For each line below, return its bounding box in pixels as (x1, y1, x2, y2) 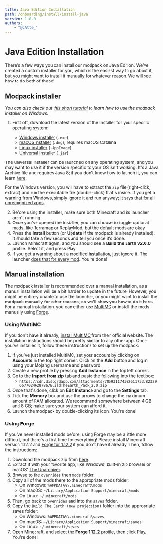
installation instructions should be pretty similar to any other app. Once (5, 337, 147, 343)
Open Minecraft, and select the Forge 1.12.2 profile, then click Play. (12, 529, 147, 535)
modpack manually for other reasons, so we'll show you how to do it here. (5, 299, 153, 304)
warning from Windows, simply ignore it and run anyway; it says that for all (5, 195, 155, 201)
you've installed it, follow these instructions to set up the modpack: (5, 343, 140, 348)
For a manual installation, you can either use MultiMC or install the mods (5, 303, 150, 310)
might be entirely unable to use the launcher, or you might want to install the (5, 293, 158, 299)
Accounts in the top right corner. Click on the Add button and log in (12, 357, 148, 363)
